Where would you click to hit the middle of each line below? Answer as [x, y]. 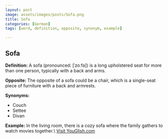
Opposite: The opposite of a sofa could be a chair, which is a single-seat [80, 80]
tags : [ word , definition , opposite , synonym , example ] [64, 29]
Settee [19, 110]
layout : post [19, 10]
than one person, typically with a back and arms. [56, 70]
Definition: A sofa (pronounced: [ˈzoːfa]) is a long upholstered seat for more [83, 65]
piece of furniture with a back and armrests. [51, 85]
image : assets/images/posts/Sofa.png [45, 15]
